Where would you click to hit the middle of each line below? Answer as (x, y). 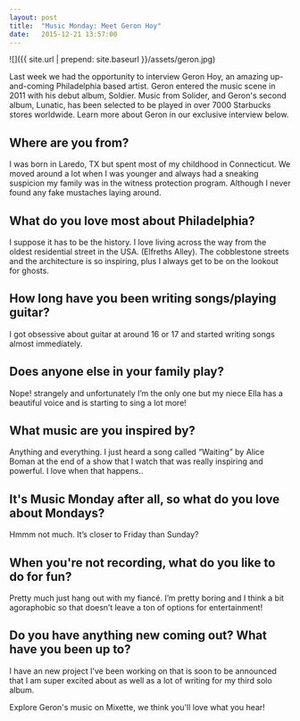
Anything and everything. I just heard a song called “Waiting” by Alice (137, 452)
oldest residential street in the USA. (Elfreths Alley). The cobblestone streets (150, 252)
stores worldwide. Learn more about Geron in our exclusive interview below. (149, 115)
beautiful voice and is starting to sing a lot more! (98, 402)
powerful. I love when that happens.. (76, 471)
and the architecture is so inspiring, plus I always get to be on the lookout (144, 261)
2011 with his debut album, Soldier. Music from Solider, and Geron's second (148, 95)
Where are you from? (69, 142)
